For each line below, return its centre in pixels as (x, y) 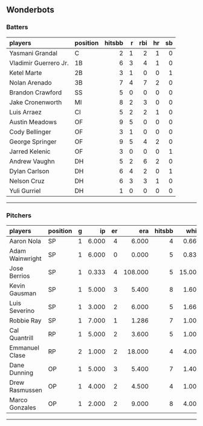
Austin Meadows (33, 122)
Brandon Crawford (36, 92)
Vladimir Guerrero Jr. (39, 63)
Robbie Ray (25, 320)
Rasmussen (26, 390)
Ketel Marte (26, 73)
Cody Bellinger (30, 131)
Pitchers (19, 215)
